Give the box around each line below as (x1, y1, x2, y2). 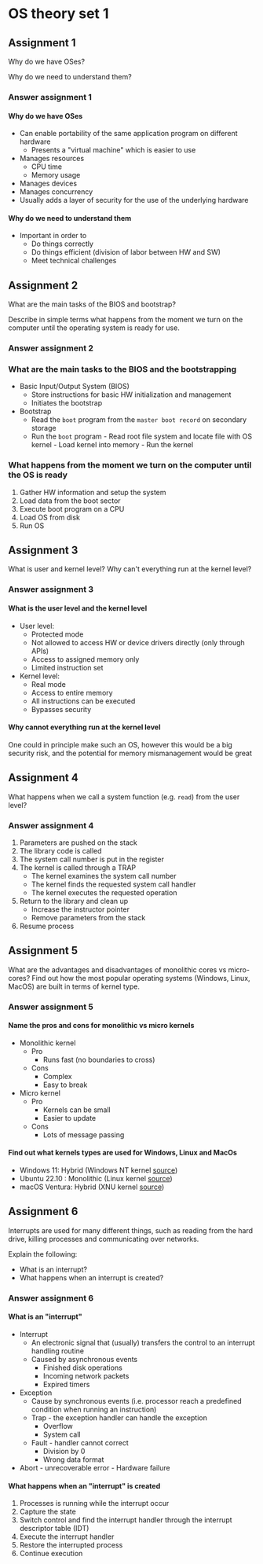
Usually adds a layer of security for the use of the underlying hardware (19, 196, 249, 205)
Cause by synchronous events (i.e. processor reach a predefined (31, 1396, 242, 1405)
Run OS (19, 520, 45, 531)
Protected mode (31, 630, 84, 639)
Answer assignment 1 (8, 91, 93, 102)
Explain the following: (8, 1249, 78, 1258)
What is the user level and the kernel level (8, 603, 148, 613)
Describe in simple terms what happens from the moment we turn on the (8, 315, 243, 325)
